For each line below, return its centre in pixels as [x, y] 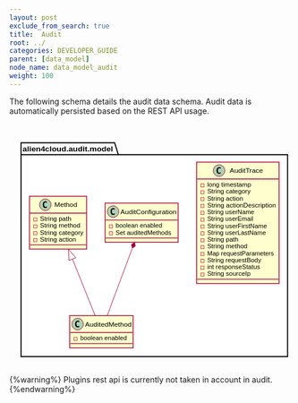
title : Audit [36, 34]
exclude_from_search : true [60, 26]
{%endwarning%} [43, 389]
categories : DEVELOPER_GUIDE [64, 51]
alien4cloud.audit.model [68, 149]
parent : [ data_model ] [50, 59]
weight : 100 [31, 76]
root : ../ [28, 43]
